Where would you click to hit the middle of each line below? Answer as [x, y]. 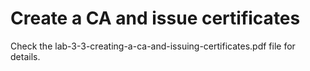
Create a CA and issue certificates [155, 18]
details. [25, 56]
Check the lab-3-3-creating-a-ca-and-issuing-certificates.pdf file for [153, 46]
